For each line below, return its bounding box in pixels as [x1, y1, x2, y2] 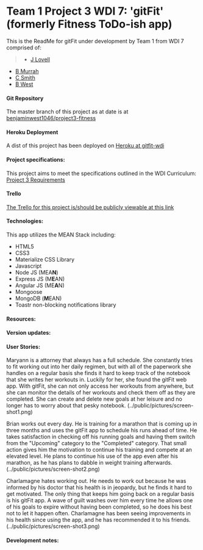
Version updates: [6, 329, 51, 337]
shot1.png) [6, 409, 33, 416]
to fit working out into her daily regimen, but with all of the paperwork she [6, 363, 191, 370]
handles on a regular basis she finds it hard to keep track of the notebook [6, 370, 191, 377]
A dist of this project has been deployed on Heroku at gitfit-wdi [6, 142, 165, 149]
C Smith [15, 74, 35, 81]
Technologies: [6, 218, 44, 225]
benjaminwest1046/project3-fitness [6, 115, 96, 122]
